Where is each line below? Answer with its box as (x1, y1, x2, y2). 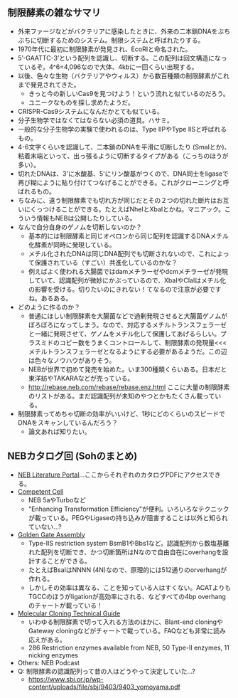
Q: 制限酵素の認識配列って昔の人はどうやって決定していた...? (17, 667, 195, 675)
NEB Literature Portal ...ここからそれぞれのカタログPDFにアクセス (17, 470, 209, 479)
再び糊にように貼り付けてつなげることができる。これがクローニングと (17, 178, 224, 186)
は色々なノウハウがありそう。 (28, 356, 116, 364)
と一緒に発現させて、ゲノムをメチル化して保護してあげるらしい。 (28, 329, 221, 338)
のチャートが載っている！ (28, 601, 103, 610)
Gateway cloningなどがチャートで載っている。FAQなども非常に (28, 626, 214, 635)
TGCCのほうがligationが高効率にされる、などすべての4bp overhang (28, 592, 226, 601)
